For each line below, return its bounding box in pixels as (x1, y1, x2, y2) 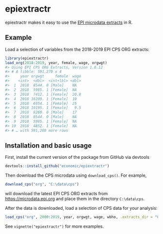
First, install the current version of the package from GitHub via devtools (5, 154, 149, 160)
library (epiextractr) (5, 56, 49, 61)
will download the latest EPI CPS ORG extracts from (5, 191, 108, 197)
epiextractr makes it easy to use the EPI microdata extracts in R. (5, 19, 133, 25)
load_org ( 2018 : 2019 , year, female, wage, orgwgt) (5, 60, 108, 65)
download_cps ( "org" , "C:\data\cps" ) (5, 182, 79, 187)
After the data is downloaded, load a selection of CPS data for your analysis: (5, 205, 158, 211)
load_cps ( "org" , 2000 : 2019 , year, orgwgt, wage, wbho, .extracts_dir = (5, 215, 153, 219)
